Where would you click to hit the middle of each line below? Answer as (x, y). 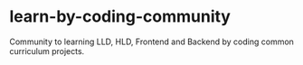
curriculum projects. (47, 51)
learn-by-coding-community (120, 17)
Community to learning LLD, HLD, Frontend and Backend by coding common (151, 42)
